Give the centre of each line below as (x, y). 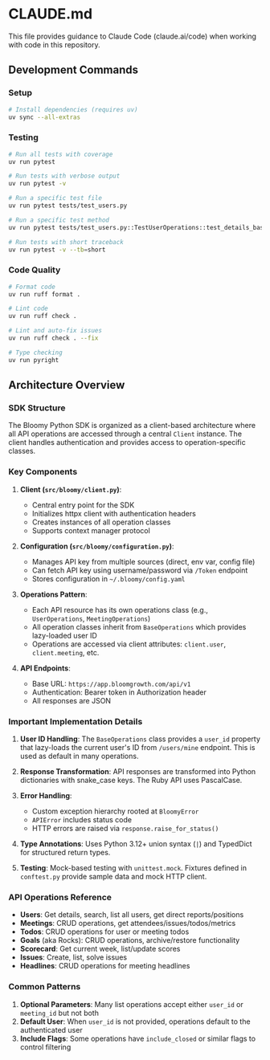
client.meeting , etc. (65, 652)
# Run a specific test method (59, 220)
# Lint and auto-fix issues (55, 331)
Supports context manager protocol (91, 530)
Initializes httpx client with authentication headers (114, 513)
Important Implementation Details (76, 721)
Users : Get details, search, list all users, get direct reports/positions (132, 915)
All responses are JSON (71, 700)
